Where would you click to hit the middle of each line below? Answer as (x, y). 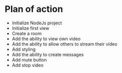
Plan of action (34, 9)
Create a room (27, 33)
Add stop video (27, 65)
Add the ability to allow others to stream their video (64, 44)
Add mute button (29, 60)
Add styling (24, 49)
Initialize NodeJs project (37, 23)
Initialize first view (30, 28)
